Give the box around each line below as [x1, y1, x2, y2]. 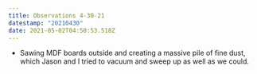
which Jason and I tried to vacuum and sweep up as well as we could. [19, 56, 249, 66]
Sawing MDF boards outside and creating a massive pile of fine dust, [19, 49, 246, 58]
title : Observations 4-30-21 [8, 11, 105, 20]
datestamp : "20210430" [8, 19, 84, 27]
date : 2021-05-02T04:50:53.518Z [8, 26, 115, 34]
